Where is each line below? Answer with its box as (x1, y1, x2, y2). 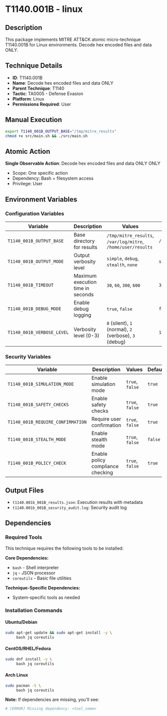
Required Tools (5, 534, 42, 541)
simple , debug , (106, 255, 139, 262)
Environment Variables (5, 195, 78, 204)
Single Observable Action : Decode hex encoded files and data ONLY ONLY (5, 160, 161, 166)
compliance (91, 463, 119, 470)
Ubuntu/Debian (5, 619, 38, 625)
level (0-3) (74, 332, 100, 339)
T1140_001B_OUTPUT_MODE (7, 258, 64, 264)
